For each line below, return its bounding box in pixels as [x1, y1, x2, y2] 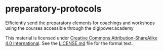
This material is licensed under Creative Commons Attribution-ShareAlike [5, 35, 158, 41]
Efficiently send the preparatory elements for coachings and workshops [5, 20, 155, 26]
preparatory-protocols [5, 3, 102, 15]
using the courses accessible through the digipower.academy [5, 25, 134, 31]
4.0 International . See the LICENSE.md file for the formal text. [5, 40, 133, 46]
